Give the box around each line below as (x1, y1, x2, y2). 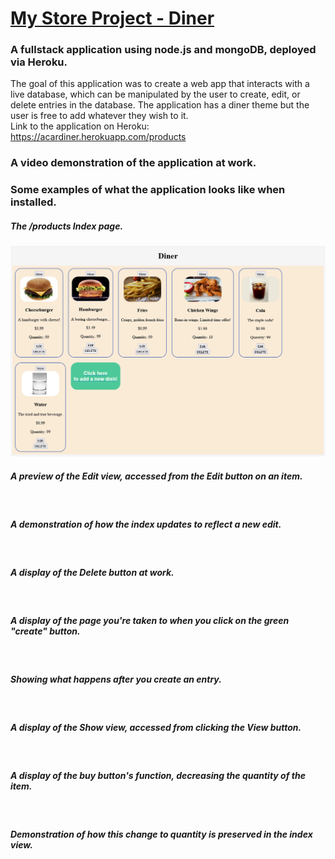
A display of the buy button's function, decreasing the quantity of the (10, 769, 306, 781)
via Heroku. (10, 55, 68, 69)
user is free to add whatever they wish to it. (10, 110, 189, 122)
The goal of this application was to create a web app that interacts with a (10, 78, 310, 90)
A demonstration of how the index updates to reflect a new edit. (10, 518, 282, 530)
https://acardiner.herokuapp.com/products (10, 131, 187, 143)
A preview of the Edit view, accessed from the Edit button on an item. (10, 470, 303, 482)
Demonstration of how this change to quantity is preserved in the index (10, 828, 313, 840)
